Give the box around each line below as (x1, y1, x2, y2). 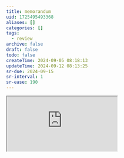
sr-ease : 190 (6, 80, 38, 85)
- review (11, 36, 33, 42)
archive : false (6, 42, 43, 47)
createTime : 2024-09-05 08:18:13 (6, 57, 88, 63)
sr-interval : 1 (6, 74, 43, 80)
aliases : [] (6, 19, 35, 25)
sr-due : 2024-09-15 (6, 68, 54, 74)
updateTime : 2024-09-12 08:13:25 (6, 63, 88, 69)
